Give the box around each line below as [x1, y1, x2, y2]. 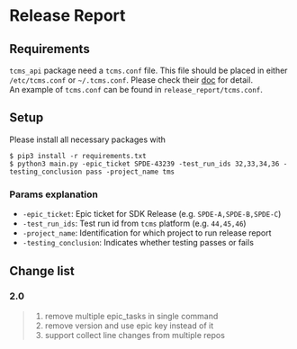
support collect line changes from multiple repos [44, 329, 225, 340]
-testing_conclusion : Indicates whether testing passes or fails [22, 237, 255, 248]
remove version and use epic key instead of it [44, 320, 214, 331]
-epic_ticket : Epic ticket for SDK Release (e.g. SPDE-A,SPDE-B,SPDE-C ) [22, 209, 282, 219]
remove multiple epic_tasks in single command [44, 310, 219, 321]
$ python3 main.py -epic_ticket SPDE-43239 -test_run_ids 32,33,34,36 [9, 159, 280, 168]
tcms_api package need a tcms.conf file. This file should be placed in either [9, 65, 288, 76]
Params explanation [9, 188, 99, 201]
